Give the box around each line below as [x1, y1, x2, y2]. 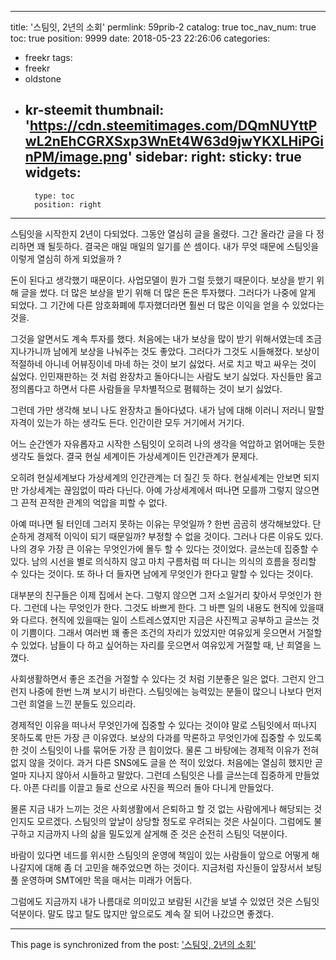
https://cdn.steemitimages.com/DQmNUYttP [29, 117, 318, 135]
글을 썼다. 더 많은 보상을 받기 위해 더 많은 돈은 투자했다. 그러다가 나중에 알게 [20, 286, 317, 298]
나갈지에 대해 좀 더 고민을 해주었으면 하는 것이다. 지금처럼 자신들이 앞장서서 [10, 861, 304, 873]
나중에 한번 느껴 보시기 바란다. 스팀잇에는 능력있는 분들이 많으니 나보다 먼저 [28, 685, 323, 697]
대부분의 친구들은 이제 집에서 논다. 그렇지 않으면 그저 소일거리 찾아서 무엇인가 [10, 589, 312, 601]
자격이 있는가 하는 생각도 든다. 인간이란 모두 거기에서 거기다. [10, 416, 245, 428]
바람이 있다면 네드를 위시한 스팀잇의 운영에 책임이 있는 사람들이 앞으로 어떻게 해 [10, 849, 320, 861]
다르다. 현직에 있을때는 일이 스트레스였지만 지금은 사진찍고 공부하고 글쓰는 [20, 614, 310, 626]
